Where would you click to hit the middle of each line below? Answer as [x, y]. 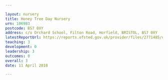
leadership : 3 [20, 51]
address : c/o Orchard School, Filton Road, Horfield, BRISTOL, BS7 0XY [81, 33]
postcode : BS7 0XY [24, 28]
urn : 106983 [17, 23]
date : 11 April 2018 [27, 65]
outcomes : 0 [17, 56]
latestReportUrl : [23, 37]
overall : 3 [16, 60]
